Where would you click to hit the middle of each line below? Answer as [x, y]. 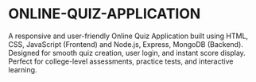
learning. [23, 69]
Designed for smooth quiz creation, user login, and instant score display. [127, 53]
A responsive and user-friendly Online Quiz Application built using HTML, [128, 36]
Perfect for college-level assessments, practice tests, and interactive [121, 61]
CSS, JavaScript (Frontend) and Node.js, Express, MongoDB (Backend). [126, 44]
